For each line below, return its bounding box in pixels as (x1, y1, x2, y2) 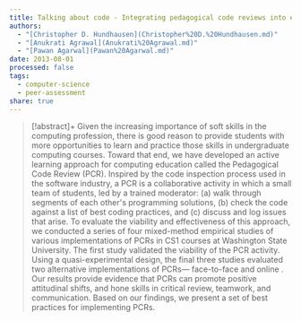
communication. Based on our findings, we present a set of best (30, 292, 269, 303)
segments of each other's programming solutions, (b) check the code (30, 197, 288, 208)
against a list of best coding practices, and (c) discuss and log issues (30, 207, 287, 218)
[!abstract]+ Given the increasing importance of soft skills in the (30, 121, 267, 132)
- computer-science (17, 80, 90, 89)
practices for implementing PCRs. (30, 302, 156, 313)
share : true (9, 96, 54, 106)
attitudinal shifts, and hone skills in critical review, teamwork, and (30, 283, 271, 294)
